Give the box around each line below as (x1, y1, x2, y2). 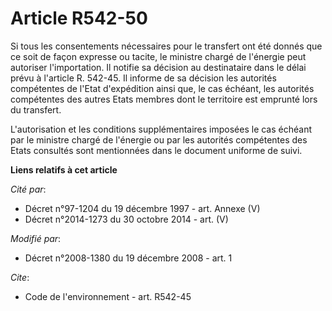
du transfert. (10, 103, 62, 116)
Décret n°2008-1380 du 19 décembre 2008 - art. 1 (24, 252, 233, 264)
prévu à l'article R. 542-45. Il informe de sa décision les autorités (10, 72, 277, 84)
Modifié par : (10, 232, 62, 244)
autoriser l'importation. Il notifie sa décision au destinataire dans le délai (10, 61, 307, 73)
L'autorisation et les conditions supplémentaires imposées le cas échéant (10, 123, 313, 135)
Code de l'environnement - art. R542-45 (24, 290, 192, 302)
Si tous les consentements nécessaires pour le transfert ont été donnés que (10, 40, 323, 52)
